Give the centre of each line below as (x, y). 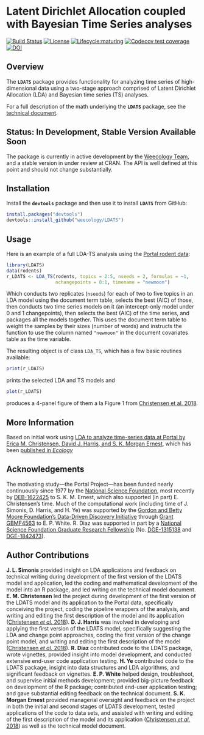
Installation (28, 188)
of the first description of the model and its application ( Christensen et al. (98, 719)
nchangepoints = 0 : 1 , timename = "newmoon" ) (113, 282)
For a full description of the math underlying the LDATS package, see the (96, 106)
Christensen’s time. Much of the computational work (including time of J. (97, 503)
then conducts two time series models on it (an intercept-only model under (100, 307)
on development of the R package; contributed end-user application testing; (102, 687)
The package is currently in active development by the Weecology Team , (98, 156)
